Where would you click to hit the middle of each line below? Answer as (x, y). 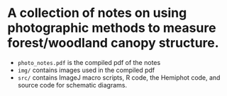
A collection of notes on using (97, 13)
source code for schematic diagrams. (72, 85)
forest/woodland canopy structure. (113, 43)
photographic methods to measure (112, 28)
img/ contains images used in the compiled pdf (86, 70)
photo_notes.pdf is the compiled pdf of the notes (89, 62)
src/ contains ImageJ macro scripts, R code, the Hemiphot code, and (119, 77)
